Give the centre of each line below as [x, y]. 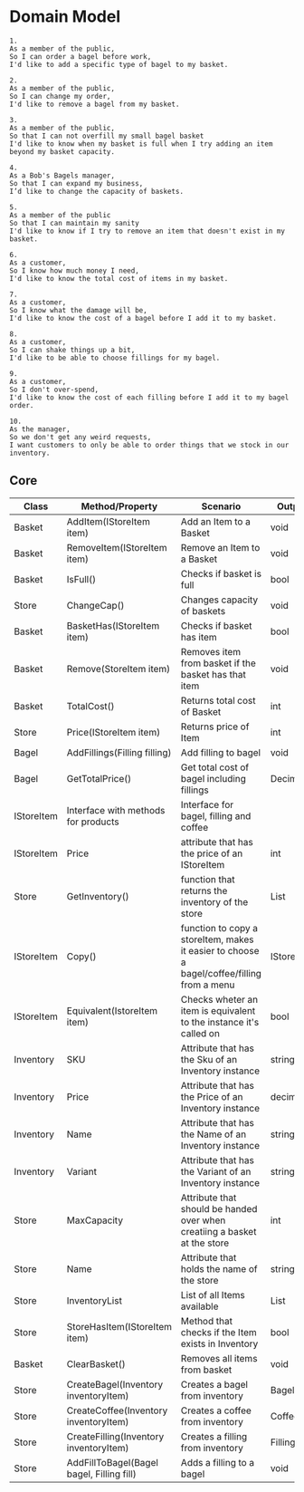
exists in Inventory [219, 1343]
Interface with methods [116, 810]
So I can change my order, [60, 96]
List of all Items [213, 1295]
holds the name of [219, 1268]
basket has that [213, 674]
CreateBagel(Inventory [115, 1384]
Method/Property [119, 506]
